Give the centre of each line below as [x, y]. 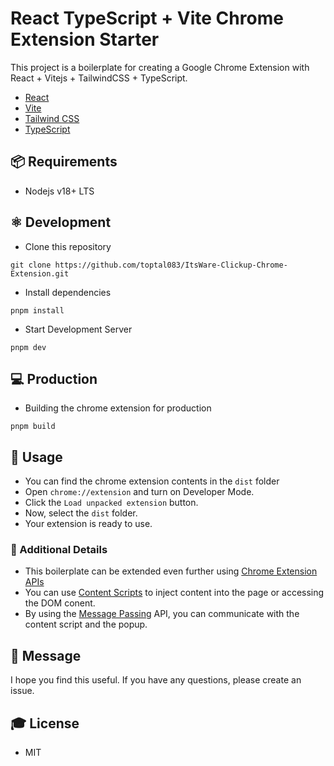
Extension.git [40, 273]
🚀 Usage [36, 457]
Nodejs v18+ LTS [59, 191]
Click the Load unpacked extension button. [111, 503]
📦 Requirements [64, 162]
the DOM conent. [60, 603]
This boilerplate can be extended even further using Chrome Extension [171, 571]
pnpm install [37, 310]
